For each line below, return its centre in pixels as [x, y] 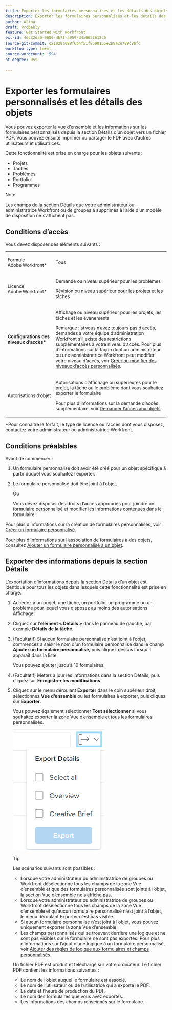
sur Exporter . [27, 701]
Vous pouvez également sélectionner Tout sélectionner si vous [80, 711]
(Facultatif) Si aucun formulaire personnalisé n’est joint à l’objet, [80, 639]
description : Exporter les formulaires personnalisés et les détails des [86, 16]
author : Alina [20, 22]
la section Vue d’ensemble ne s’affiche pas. [66, 895]
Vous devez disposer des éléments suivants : [53, 244]
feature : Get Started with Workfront [46, 33]
